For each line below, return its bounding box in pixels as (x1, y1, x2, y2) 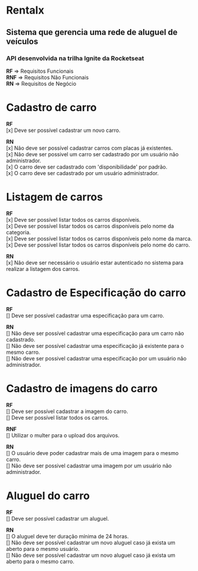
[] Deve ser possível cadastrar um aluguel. (6, 515, 109, 522)
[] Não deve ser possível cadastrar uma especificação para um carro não (6, 330, 184, 337)
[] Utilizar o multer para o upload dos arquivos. (6, 431, 120, 438)
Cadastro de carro (6, 101, 97, 114)
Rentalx (6, 4, 44, 17)
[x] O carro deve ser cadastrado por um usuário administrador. (6, 169, 159, 176)
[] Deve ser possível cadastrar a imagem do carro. (6, 408, 128, 415)
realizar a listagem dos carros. (6, 265, 80, 272)
